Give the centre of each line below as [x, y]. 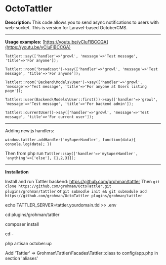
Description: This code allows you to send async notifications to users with [82, 22]
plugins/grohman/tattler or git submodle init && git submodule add [76, 191]
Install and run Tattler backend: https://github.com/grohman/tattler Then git [83, 181]
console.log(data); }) [28, 144]
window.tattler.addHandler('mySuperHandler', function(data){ [70, 140]
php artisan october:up [28, 243]
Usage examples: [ [25, 42]
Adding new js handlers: [30, 131]
